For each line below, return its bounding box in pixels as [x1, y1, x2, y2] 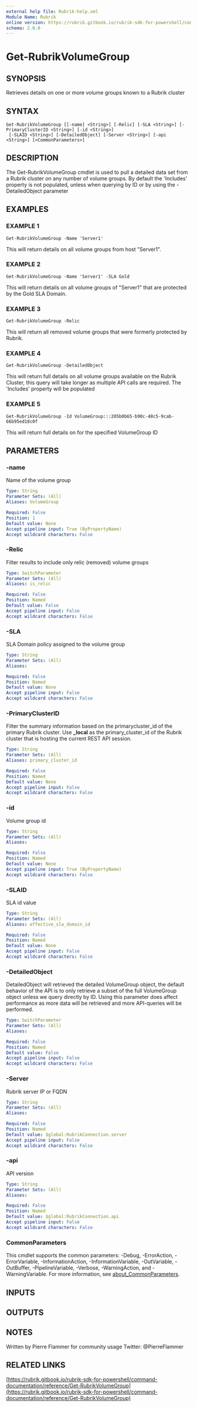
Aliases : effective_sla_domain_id [6, 921, 91, 927]
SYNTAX [6, 106, 39, 116]
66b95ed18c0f [6, 418, 38, 425]
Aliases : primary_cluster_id [6, 758, 77, 763]
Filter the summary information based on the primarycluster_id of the [6, 723, 173, 730]
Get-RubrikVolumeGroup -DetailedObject [6, 362, 104, 369]
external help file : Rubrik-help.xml [6, 8, 98, 15]
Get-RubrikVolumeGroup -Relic [6, 318, 80, 324]
